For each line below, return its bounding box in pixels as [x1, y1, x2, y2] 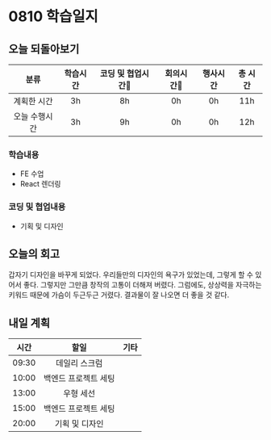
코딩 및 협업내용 [8, 201, 66, 212]
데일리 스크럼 [56, 358, 103, 369]
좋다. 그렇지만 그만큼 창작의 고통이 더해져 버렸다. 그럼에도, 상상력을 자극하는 [23, 280, 262, 290]
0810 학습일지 [8, 7, 98, 26]
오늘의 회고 [8, 247, 60, 261]
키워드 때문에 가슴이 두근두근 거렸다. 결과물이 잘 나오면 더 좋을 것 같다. [8, 290, 230, 300]
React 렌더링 [19, 179, 61, 189]
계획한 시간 [13, 96, 54, 107]
